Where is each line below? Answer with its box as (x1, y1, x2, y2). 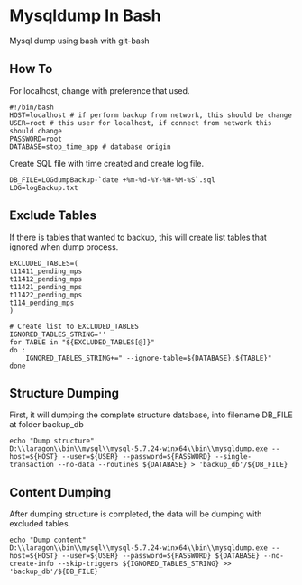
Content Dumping (9, 484, 111, 500)
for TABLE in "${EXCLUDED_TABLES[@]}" (9, 337, 155, 347)
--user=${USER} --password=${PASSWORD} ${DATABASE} (61, 552, 260, 561)
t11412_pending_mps (9, 274, 83, 284)
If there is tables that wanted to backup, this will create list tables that (9, 232, 268, 242)
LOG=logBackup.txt (9, 183, 78, 192)
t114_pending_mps (9, 298, 75, 307)
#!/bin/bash (9, 103, 54, 112)
